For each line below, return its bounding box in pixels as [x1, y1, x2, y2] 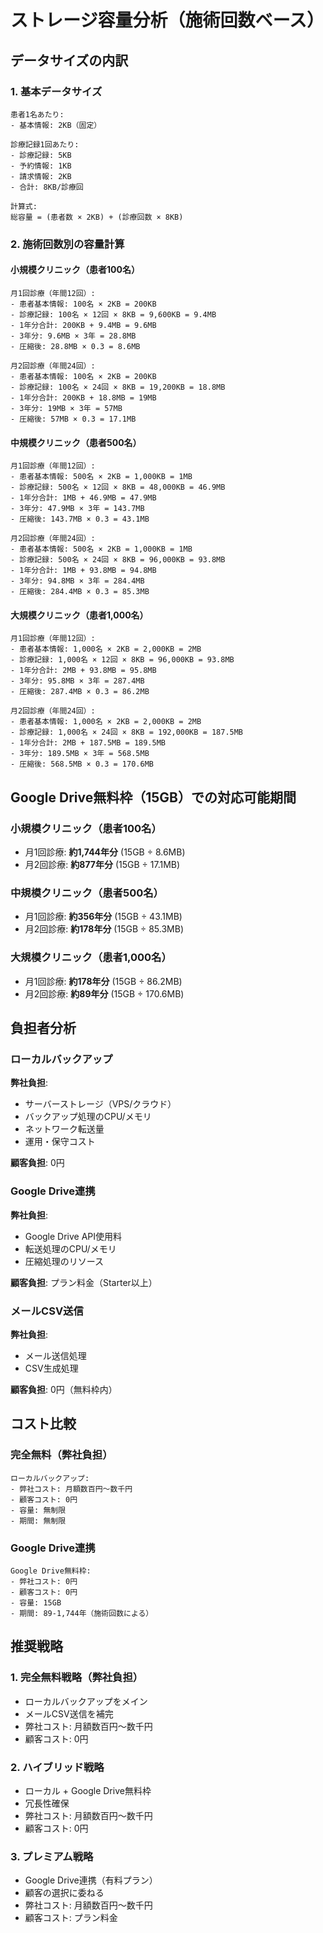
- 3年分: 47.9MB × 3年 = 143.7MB [10, 504, 145, 514]
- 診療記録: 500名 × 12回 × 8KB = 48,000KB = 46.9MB [10, 482, 226, 493]
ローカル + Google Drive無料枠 [24, 1784, 152, 1796]
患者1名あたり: [10, 109, 65, 120]
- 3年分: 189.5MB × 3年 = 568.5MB [10, 749, 150, 759]
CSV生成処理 [24, 1362, 79, 1374]
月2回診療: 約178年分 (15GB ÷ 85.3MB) [24, 923, 185, 935]
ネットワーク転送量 [24, 1123, 105, 1135]
